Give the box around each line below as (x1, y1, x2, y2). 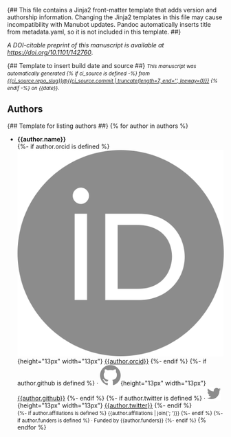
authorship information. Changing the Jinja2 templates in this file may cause (7, 13, 223, 21)
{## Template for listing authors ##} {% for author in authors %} (7, 122, 189, 130)
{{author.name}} (16, 135, 67, 143)
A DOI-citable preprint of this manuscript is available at (7, 41, 164, 49)
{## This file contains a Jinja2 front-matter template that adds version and (7, 6, 217, 14)
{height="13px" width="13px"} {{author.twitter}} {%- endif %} (16, 401, 192, 410)
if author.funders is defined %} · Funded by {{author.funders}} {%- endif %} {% (16, 416, 206, 425)
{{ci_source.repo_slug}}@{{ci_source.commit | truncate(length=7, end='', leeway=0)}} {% (7, 78, 218, 85)
